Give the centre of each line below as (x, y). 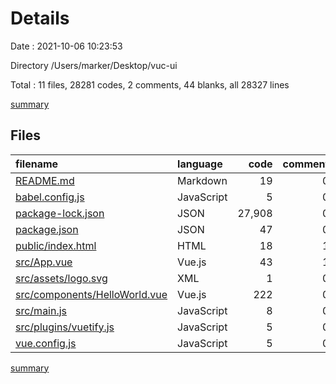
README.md (45, 180)
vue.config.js (46, 343)
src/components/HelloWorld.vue (91, 294)
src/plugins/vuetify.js (65, 327)
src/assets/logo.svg (61, 278)
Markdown (202, 180)
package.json (47, 229)
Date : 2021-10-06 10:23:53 (66, 46)
